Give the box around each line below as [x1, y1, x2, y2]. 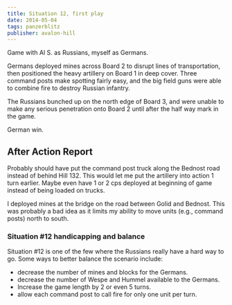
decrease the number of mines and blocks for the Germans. [17, 268, 188, 277]
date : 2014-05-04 [7, 17, 57, 24]
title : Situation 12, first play [7, 10, 104, 17]
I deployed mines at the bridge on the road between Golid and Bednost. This [7, 200, 225, 208]
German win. [7, 125, 44, 134]
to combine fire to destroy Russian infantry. [7, 84, 130, 92]
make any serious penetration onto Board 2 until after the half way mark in [7, 105, 219, 113]
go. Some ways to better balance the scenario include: [7, 254, 163, 263]
